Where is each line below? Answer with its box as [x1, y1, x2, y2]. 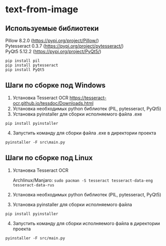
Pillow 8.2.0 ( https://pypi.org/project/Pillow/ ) [5, 37, 99, 43]
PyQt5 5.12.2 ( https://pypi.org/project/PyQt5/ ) [5, 49, 101, 54]
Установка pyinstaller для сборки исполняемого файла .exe [12, 111, 142, 117]
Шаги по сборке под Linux [5, 153, 93, 162]
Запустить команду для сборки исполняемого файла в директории [12, 220, 160, 226]
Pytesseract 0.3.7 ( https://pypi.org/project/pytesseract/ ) [5, 43, 124, 49]
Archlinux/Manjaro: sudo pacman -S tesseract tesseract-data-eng [12, 177, 153, 183]
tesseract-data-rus [12, 183, 55, 188]
